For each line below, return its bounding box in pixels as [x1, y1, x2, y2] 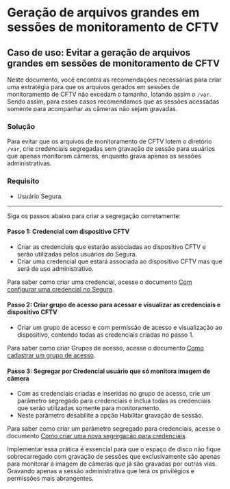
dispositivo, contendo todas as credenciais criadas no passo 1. [16, 331, 194, 339]
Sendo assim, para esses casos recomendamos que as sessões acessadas [7, 97, 220, 106]
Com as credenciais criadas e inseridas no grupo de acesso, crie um [16, 390, 211, 398]
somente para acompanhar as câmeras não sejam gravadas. [7, 105, 178, 112]
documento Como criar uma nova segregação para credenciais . [7, 432, 188, 440]
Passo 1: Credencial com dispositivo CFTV [7, 228, 130, 236]
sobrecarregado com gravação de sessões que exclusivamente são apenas [7, 453, 220, 461]
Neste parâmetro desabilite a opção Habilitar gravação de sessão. [16, 412, 204, 420]
